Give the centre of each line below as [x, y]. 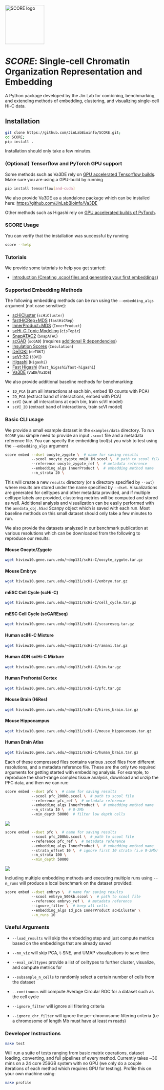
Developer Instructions [33, 1033]
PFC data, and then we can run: [37, 782]
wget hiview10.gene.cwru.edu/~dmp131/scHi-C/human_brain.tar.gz [72, 752]
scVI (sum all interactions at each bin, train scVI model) [67, 402]
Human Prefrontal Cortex [31, 678]
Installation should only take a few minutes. [48, 151]
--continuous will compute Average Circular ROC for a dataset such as [83, 991]
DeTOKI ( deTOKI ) [29, 352]
